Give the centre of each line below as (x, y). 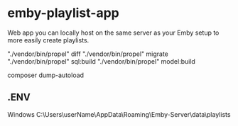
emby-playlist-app (63, 13)
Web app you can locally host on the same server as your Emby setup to (113, 33)
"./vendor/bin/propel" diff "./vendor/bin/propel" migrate (88, 54)
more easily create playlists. (48, 40)
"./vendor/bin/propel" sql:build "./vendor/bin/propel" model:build (101, 61)
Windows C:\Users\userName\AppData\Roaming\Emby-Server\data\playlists (119, 114)
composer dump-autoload (45, 75)
